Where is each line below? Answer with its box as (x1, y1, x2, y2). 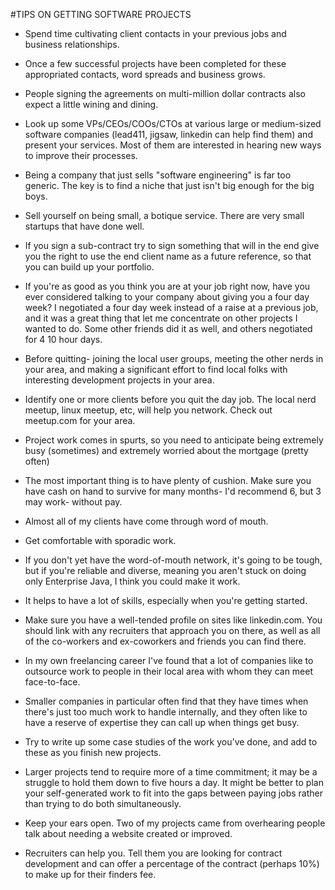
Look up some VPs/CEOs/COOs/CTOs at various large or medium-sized (24, 118, 322, 129)
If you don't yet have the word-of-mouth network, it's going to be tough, (24, 554, 323, 566)
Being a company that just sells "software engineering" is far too (24, 169, 292, 181)
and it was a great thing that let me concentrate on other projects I (24, 312, 298, 324)
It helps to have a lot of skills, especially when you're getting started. (24, 595, 308, 606)
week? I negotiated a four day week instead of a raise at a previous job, (24, 302, 319, 313)
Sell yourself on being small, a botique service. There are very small (24, 210, 305, 221)
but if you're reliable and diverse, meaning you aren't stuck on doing (24, 565, 307, 576)
